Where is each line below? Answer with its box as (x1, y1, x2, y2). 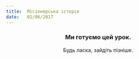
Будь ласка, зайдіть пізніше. (63, 46, 133, 53)
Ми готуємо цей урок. (65, 33, 131, 41)
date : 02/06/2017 (6, 14, 54, 20)
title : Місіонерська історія (6, 8, 80, 15)
